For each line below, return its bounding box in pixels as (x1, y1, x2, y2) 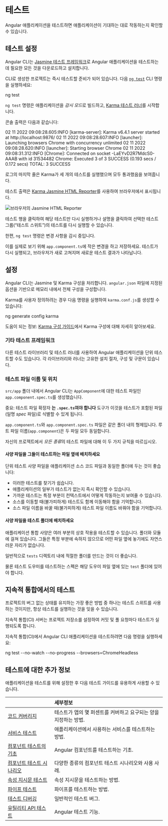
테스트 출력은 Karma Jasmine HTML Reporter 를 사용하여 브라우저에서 (5, 188, 144, 194)
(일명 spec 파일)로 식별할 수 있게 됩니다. (5, 411, 84, 417)
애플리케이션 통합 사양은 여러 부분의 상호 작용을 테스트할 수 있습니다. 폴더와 (5, 529, 152, 536)
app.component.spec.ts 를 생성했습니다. (5, 394, 83, 400)
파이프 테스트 (7, 786, 37, 793)
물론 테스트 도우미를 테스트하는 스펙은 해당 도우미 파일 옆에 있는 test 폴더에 (5, 563, 153, 569)
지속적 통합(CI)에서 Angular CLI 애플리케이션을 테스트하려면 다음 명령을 (5, 634, 145, 640)
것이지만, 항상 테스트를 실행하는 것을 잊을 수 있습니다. (14, 606, 118, 612)
